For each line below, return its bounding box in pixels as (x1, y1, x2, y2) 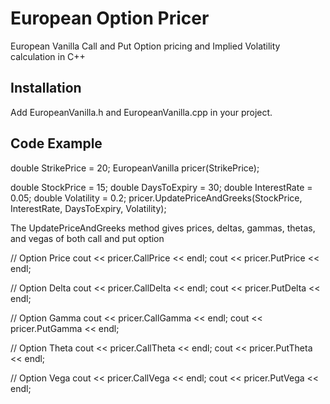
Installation (10, 80, 82, 97)
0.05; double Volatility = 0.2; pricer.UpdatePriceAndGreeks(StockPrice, (10, 192, 303, 204)
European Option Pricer (10, 7, 210, 30)
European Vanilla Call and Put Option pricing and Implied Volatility (10, 40, 281, 52)
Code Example (10, 135, 103, 152)
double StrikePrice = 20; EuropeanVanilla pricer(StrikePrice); (10, 162, 260, 174)
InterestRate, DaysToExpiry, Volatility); (10, 202, 167, 214)
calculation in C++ (10, 50, 86, 62)
